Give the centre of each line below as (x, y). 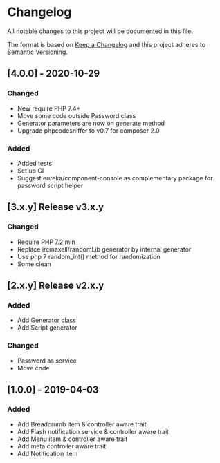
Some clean (34, 264)
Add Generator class (46, 320)
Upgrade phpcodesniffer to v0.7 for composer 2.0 (89, 130)
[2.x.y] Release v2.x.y (56, 285)
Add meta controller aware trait (62, 446)
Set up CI (30, 171)
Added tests (35, 163)
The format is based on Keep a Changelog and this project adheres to (107, 44)
